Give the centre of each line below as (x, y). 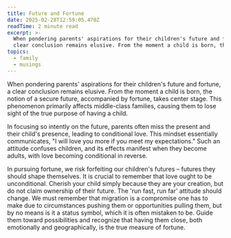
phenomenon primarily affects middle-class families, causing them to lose (112, 106)
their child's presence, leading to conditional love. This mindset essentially (112, 134)
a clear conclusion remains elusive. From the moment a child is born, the (110, 91)
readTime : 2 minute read (43, 26)
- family (26, 58)
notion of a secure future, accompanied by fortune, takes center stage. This (114, 98)
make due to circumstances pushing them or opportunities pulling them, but (114, 205)
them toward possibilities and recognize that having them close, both (105, 219)
